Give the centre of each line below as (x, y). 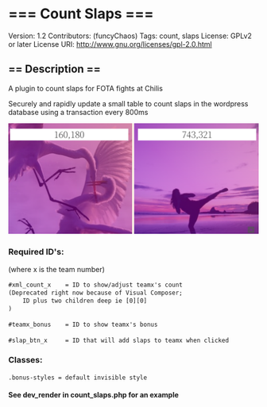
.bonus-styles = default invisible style (78, 378)
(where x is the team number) (57, 269)
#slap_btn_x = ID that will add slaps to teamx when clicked (118, 340)
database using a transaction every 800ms (78, 112)
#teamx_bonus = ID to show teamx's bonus (83, 324)
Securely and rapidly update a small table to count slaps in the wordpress (128, 103)
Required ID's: (36, 252)
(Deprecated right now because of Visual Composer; (95, 293)
